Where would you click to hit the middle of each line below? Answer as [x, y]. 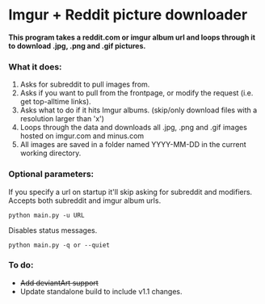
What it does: [35, 66]
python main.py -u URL [46, 215]
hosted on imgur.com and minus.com [82, 136]
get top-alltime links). [55, 102]
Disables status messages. [53, 230]
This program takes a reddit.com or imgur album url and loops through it [132, 37]
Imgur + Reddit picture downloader [128, 15]
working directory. [50, 153]
